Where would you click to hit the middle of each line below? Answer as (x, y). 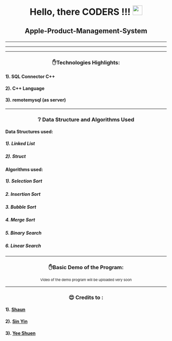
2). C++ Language (25, 88)
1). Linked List (20, 143)
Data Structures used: (29, 132)
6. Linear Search (23, 246)
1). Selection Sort (24, 181)
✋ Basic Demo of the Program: (86, 267)
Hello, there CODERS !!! (80, 12)
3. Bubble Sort (21, 207)
